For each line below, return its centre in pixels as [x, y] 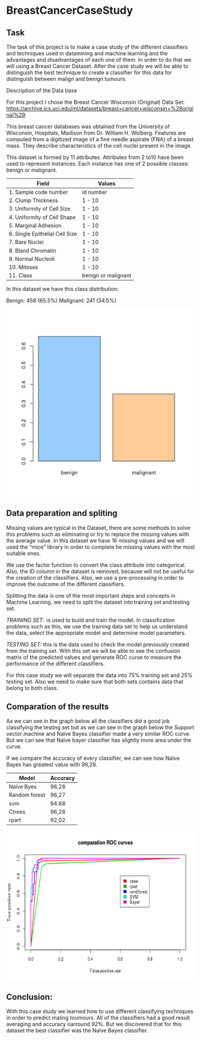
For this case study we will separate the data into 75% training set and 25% [100, 675]
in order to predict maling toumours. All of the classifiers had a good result [98, 1018]
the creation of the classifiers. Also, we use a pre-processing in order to [95, 577]
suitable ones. [23, 553]
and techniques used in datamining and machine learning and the [87, 53]
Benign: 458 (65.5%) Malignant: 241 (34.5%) [61, 300]
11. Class [20, 275]
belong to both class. [32, 688]
